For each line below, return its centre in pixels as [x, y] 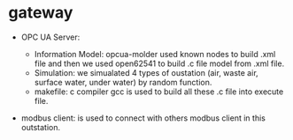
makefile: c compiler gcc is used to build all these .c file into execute [159, 92]
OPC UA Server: [50, 37]
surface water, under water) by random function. [123, 82]
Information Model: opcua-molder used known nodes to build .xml [155, 54]
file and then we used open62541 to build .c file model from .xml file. [159, 63]
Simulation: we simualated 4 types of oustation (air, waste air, [146, 72]
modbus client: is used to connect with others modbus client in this [143, 118]
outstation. [41, 127]
